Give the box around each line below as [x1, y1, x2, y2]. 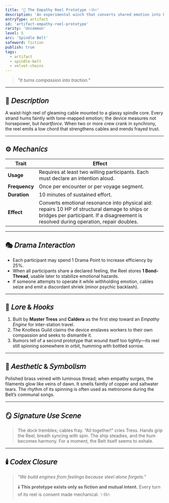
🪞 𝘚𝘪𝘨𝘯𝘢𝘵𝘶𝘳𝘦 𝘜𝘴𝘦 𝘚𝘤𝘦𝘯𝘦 [5, 412, 81, 420]
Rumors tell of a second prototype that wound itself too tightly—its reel [12, 338, 159, 344]
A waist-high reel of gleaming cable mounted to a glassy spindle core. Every [5, 110, 163, 116]
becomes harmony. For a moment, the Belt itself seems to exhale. [17, 438, 153, 444]
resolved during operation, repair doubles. [39, 218, 138, 225]
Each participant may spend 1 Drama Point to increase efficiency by [12, 257, 153, 263]
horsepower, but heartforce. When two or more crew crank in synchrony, [5, 120, 156, 126]
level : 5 [5, 31, 24, 36]
